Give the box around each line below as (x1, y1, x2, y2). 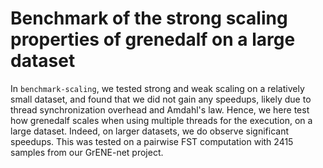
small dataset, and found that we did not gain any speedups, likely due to (10, 93, 312, 105)
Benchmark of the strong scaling (10, 7, 288, 30)
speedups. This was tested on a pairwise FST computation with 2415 (10, 135, 294, 147)
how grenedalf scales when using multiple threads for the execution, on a (10, 114, 313, 126)
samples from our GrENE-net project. (10, 146, 164, 158)
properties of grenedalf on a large (10, 28, 296, 51)
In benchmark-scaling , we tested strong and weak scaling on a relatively (10, 82, 305, 94)
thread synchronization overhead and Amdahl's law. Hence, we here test (10, 103, 310, 116)
